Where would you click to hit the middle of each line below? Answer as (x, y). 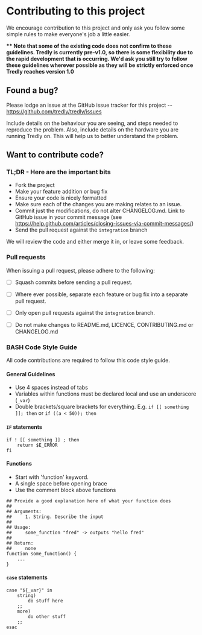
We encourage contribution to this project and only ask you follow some (96, 28)
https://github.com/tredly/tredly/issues (54, 111)
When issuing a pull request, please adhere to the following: (80, 270)
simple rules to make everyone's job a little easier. (68, 34)
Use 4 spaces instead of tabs (52, 388)
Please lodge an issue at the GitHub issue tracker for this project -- (90, 105)
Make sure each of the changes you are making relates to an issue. (98, 204)
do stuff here (46, 601)
